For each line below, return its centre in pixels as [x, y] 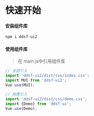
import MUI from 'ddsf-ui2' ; [36, 80]
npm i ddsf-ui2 [21, 37]
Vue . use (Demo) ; [21, 108]
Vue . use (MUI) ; [20, 85]
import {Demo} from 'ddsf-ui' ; [38, 104]
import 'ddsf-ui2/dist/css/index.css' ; [48, 76]
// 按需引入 [17, 94]
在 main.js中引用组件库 [41, 61]
